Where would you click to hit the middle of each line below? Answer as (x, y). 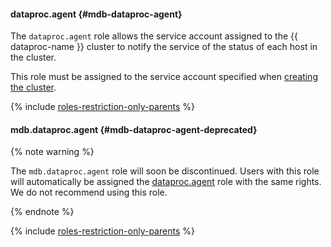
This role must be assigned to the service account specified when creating (164, 77)
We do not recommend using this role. (89, 192)
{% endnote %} (42, 212)
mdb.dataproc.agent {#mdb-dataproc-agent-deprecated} (134, 129)
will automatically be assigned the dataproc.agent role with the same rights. (166, 182)
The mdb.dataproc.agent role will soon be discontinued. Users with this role (165, 171)
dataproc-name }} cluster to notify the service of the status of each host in (164, 47)
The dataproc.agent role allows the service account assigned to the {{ (154, 36)
